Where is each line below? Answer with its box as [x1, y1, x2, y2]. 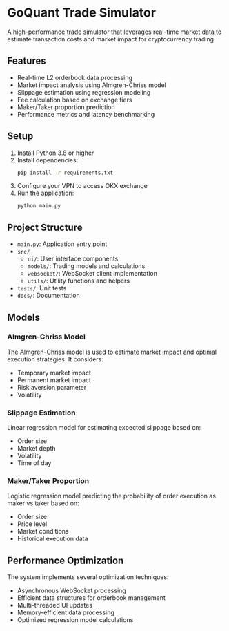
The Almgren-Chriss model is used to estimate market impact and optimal [7, 348, 217, 356]
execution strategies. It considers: [7, 355, 103, 364]
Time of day [17, 459, 52, 467]
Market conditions [17, 527, 69, 536]
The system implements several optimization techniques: [7, 573, 169, 581]
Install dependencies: [17, 156, 79, 164]
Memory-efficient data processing [17, 608, 115, 616]
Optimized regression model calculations [17, 616, 134, 624]
